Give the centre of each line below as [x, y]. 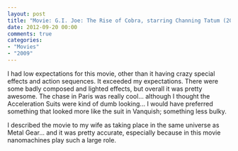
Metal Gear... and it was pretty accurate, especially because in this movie [114, 133]
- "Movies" [23, 47]
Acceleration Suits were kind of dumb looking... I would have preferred [110, 104]
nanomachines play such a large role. [62, 140]
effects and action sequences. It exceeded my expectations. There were [113, 81]
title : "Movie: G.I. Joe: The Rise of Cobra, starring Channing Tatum [114, 21]
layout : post [27, 14]
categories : [25, 40]
